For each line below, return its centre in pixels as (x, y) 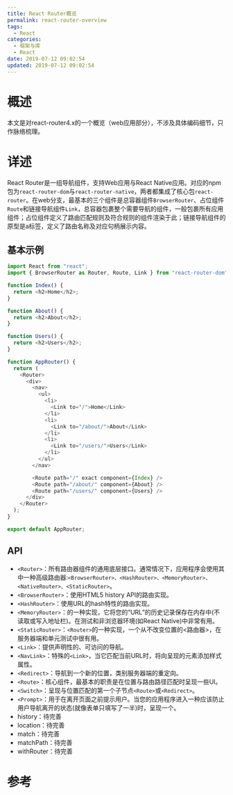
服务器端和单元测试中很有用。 (60, 638)
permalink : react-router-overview (57, 20)
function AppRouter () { (42, 362)
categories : (24, 40)
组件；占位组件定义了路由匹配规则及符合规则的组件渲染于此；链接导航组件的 (116, 217)
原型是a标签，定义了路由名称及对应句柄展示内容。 (79, 226)
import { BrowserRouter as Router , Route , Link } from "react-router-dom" (118, 273)
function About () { (35, 311)
